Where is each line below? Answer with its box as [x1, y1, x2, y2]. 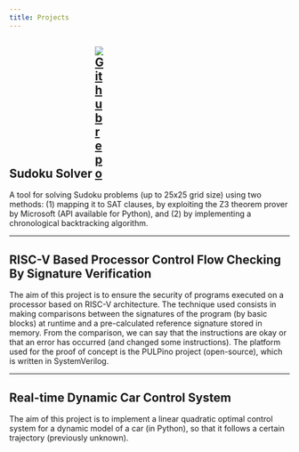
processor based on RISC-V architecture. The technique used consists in [9, 299, 277, 310]
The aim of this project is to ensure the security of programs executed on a [9, 290, 285, 301]
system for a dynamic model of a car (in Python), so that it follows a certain [9, 424, 285, 434]
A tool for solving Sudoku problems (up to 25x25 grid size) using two [9, 190, 263, 200]
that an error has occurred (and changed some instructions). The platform [9, 337, 281, 348]
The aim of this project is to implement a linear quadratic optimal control [9, 414, 273, 424]
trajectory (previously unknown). [9, 432, 129, 443]
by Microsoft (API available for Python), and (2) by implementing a [9, 208, 252, 219]
